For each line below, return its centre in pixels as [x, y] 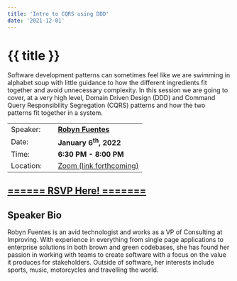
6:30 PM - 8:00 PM [91, 154]
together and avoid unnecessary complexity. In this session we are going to [118, 90]
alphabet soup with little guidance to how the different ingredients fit [107, 83]
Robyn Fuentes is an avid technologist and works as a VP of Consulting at [115, 232]
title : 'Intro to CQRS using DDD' [59, 14]
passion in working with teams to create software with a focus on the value [117, 254]
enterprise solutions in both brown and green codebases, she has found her [118, 247]
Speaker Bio [35, 215]
